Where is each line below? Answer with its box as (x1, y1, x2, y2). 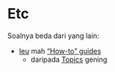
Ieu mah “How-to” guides (18, 46, 102, 55)
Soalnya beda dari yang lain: (7, 31, 100, 40)
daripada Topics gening (30, 55, 108, 64)
